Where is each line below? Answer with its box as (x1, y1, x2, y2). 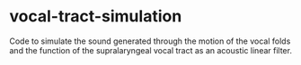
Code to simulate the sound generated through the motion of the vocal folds (9, 36, 291, 46)
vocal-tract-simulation (9, 6, 182, 27)
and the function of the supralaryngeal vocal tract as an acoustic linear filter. (9, 45, 292, 55)
